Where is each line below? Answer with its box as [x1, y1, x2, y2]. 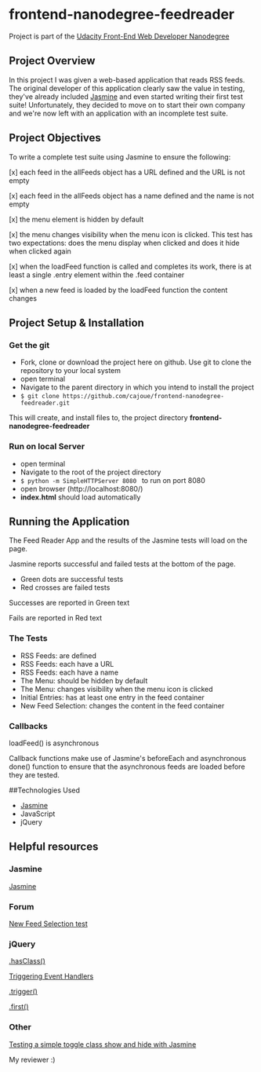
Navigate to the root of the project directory [20, 467, 161, 477]
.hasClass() [9, 957, 46, 966]
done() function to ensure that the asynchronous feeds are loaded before [9, 762, 245, 771]
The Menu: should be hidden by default [20, 675, 148, 685]
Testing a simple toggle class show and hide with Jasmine [9, 1039, 197, 1049]
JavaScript [20, 809, 56, 818]
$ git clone [20, 393, 60, 401]
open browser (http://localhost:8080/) [20, 484, 143, 493]
